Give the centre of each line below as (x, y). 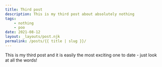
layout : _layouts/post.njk (33, 37)
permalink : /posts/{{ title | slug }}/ (46, 41)
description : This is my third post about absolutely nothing (70, 14)
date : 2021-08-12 (23, 32)
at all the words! (21, 60)
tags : (11, 18)
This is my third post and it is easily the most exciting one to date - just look (81, 55)
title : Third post (24, 9)
